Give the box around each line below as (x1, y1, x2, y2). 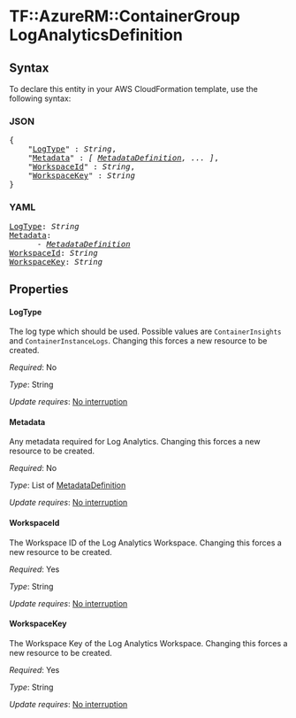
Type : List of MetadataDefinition (9, 480, 126, 490)
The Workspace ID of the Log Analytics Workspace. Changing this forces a (9, 537, 283, 548)
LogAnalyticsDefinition (9, 25, 183, 45)
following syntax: (9, 93, 72, 104)
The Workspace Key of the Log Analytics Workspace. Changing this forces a (9, 637, 288, 648)
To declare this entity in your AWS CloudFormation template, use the (9, 84, 258, 94)
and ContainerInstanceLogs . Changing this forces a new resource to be (9, 336, 268, 346)
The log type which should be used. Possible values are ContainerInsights (9, 326, 282, 337)
